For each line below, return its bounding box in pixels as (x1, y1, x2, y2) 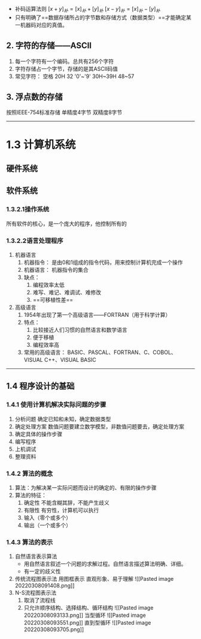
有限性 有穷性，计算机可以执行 (23, 506, 99, 514)
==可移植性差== (32, 296, 74, 303)
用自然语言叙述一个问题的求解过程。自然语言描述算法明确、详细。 (23, 560, 187, 568)
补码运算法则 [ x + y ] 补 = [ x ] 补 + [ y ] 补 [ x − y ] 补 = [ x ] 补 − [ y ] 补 (14, 5, 160, 14)
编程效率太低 (32, 281, 65, 288)
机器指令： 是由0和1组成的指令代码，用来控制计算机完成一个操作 (23, 259, 184, 266)
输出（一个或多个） (23, 521, 72, 529)
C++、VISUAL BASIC (44, 356, 97, 363)
